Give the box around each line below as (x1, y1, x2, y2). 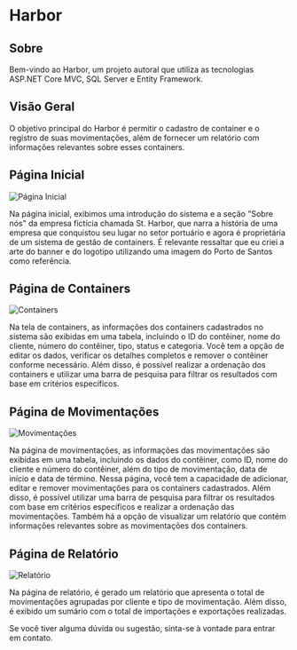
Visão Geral (9, 99, 75, 115)
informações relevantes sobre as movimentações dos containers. (9, 520, 248, 531)
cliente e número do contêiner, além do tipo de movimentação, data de (9, 464, 268, 475)
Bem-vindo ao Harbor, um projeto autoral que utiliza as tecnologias (9, 64, 254, 75)
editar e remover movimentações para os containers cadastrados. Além (9, 483, 271, 494)
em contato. (9, 632, 53, 644)
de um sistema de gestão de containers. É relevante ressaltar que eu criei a (9, 236, 285, 247)
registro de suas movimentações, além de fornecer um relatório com (9, 132, 260, 143)
